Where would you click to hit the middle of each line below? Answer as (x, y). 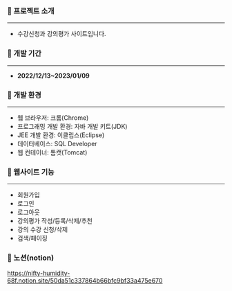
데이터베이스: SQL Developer (57, 143)
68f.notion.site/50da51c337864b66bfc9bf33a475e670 (85, 281)
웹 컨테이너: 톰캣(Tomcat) (52, 152)
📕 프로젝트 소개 (31, 10)
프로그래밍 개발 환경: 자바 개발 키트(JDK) (72, 126)
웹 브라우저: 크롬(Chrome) (53, 117)
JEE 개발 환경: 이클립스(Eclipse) (61, 135)
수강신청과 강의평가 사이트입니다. (61, 34)
